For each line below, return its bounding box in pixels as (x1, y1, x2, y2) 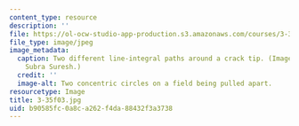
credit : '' (17, 71, 58, 80)
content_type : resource (9, 12, 98, 22)
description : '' (9, 21, 69, 30)
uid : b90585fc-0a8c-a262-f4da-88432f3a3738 (9, 104, 174, 113)
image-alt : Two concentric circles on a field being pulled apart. (17, 79, 273, 88)
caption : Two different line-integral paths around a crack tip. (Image (17, 54, 293, 63)
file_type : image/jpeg (9, 37, 93, 47)
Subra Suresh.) (25, 63, 82, 72)
